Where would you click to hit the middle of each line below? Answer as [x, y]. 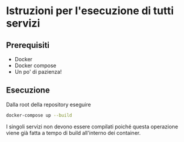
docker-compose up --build [39, 115]
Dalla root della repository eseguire [48, 104]
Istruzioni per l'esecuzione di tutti [90, 11]
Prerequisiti [28, 45]
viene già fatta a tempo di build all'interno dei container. [73, 133]
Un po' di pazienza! [38, 72]
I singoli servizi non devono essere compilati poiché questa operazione [92, 126]
